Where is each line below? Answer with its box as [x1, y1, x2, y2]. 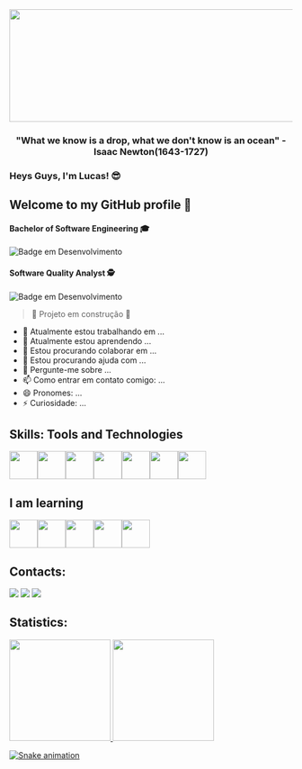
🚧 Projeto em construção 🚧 [31, 308, 131, 319]
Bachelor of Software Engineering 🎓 [9, 222, 150, 233]
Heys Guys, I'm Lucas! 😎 [9, 169, 121, 182]
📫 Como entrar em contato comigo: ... [22, 374, 165, 385]
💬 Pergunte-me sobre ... [22, 364, 112, 375]
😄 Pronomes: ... [22, 387, 83, 398]
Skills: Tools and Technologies [9, 427, 183, 442]
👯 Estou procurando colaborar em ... [22, 345, 157, 356]
